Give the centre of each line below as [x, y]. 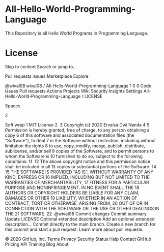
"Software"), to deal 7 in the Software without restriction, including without [81, 140]
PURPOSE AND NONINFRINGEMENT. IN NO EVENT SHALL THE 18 [72, 188]
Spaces [13, 106]
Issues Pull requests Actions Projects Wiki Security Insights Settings [74, 91]
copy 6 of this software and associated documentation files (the [70, 135]
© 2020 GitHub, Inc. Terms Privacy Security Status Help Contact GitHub [78, 239]
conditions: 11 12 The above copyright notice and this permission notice [78, 161]
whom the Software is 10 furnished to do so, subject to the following [74, 156]
